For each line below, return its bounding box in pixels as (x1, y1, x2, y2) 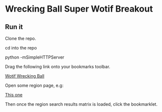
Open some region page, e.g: (5, 82, 64, 88)
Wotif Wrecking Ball (5, 73, 45, 79)
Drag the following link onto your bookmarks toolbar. (5, 64, 110, 69)
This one (5, 92, 23, 97)
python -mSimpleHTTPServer (5, 54, 65, 60)
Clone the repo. (5, 35, 36, 41)
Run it (5, 23, 23, 31)
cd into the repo (5, 45, 37, 50)
